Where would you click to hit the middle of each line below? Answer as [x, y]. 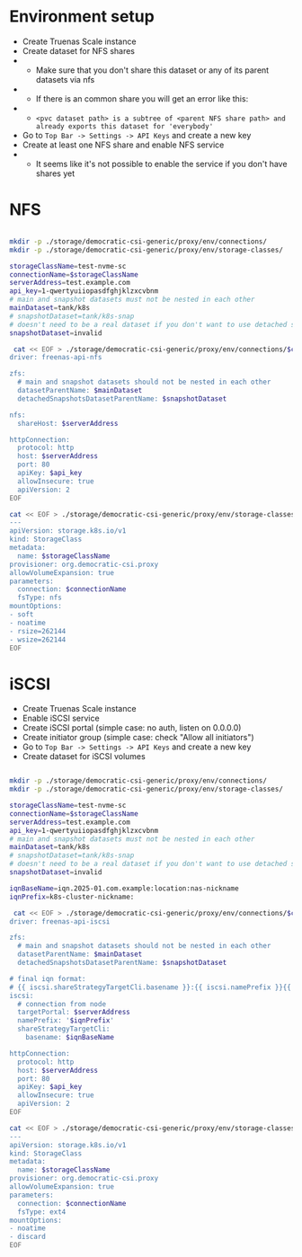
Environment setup [82, 17]
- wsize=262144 [38, 640]
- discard [28, 1237]
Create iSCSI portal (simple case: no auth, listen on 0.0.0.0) [132, 728]
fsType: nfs [40, 598]
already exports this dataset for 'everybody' [124, 126]
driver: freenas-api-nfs [56, 358]
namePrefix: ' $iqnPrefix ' [66, 1021]
